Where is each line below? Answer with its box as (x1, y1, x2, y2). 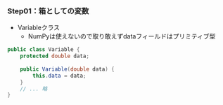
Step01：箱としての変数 (7, 6, 89, 15)
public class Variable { (7, 46, 80, 53)
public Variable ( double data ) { (20, 65, 115, 73)
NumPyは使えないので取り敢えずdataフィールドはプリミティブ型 (27, 32, 216, 41)
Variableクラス (17, 23, 60, 32)
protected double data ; (20, 52, 90, 60)
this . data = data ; (32, 72, 87, 79)
